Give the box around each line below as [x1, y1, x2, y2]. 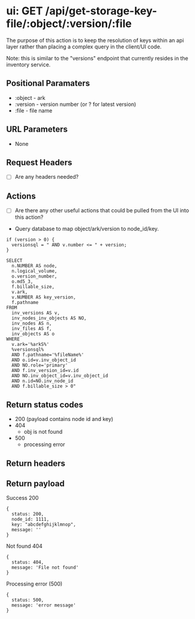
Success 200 [6, 495, 39, 502]
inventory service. [6, 61, 51, 68]
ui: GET [6, 4, 43, 18]
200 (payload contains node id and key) [14, 416, 114, 423]
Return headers [6, 458, 66, 468]
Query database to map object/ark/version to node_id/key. [14, 225, 159, 233]
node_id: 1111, [11, 516, 50, 523]
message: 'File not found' [11, 565, 79, 571]
